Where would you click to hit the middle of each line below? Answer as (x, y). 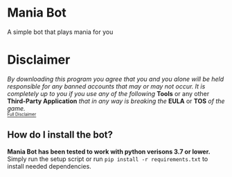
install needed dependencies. (49, 166)
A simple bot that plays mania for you (60, 32)
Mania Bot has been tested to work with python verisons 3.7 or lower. (109, 151)
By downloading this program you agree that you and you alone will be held (116, 79)
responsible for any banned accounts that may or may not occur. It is (106, 86)
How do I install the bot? (60, 135)
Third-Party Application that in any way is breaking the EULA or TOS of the (116, 101)
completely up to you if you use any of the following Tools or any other (108, 93)
